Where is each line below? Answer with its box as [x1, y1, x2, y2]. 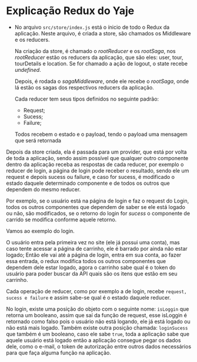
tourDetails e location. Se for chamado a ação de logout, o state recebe [14, 60, 188, 67]
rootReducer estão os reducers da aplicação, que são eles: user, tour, [14, 54, 183, 61]
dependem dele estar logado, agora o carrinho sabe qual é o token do [6, 264, 176, 271]
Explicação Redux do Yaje [6, 4, 135, 18]
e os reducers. [14, 36, 50, 43]
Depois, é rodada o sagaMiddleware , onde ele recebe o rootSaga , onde [14, 78, 189, 85]
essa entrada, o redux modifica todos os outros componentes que [6, 257, 166, 264]
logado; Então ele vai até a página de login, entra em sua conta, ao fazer [6, 251, 182, 258]
